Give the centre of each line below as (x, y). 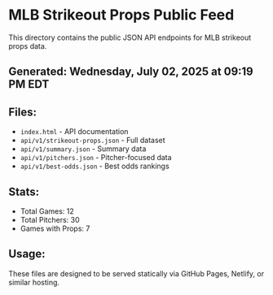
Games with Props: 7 (55, 228)
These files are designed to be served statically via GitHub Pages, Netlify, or (136, 273)
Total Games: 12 (47, 211)
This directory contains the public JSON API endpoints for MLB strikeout (130, 37)
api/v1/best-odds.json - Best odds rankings (95, 166)
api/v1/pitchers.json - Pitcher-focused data (96, 158)
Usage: (27, 254)
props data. (28, 46)
